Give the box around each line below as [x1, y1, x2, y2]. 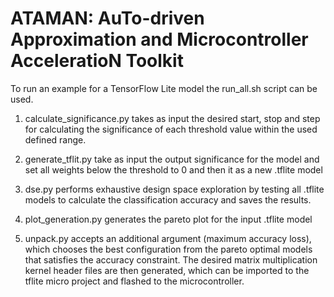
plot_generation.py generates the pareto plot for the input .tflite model [24, 213, 313, 225]
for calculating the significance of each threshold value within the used [24, 123, 318, 135]
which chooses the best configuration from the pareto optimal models [24, 243, 313, 255]
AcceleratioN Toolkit [10, 50, 184, 72]
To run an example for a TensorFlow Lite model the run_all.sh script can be [10, 82, 318, 94]
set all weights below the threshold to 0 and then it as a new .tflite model [24, 163, 323, 176]
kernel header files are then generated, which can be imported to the [24, 264, 310, 276]
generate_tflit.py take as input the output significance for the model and [24, 153, 320, 165]
